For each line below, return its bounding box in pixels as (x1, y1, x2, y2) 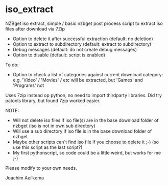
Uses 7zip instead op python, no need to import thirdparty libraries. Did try (5, 92, 162, 98)
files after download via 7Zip (5, 25, 65, 32)
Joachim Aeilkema (5, 174, 44, 181)
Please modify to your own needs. (5, 165, 78, 171)
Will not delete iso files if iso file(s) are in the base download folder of (12, 117, 159, 123)
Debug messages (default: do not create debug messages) (12, 46, 137, 52)
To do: (5, 61, 19, 68)
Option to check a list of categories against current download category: (12, 71, 163, 77)
